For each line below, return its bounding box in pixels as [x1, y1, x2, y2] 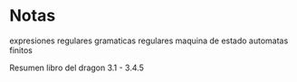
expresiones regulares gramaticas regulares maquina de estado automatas [9, 35, 289, 46]
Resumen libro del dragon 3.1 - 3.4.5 [9, 62, 145, 73]
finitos [9, 44, 34, 55]
